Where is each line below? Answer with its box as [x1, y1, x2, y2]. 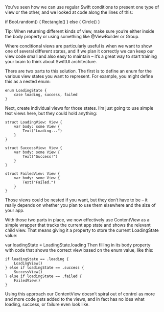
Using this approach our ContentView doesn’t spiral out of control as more [5, 291, 155, 297]
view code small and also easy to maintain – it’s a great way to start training [5, 53, 157, 59]
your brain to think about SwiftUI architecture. [5, 59, 97, 64]
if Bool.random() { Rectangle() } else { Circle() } [5, 19, 100, 24]
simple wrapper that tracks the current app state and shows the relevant [5, 222, 151, 228]
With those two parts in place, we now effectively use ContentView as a [5, 217, 150, 222]
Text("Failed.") [23, 180, 56, 185]
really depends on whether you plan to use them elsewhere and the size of [5, 202, 156, 208]
